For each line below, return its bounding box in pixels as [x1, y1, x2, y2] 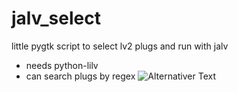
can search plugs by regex [25, 70, 136, 82]
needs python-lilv [25, 59, 99, 71]
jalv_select [11, 7, 101, 30]
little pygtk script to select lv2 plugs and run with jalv [11, 40, 229, 52]
